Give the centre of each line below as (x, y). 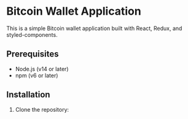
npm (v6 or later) (37, 75)
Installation (28, 95)
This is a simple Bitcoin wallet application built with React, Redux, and (94, 28)
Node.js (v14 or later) (42, 69)
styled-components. (32, 34)
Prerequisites (33, 54)
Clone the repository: (42, 109)
